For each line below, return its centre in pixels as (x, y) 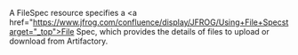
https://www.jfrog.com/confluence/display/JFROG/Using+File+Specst (161, 22)
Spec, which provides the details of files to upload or (173, 31)
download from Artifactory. (59, 41)
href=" (21, 22)
